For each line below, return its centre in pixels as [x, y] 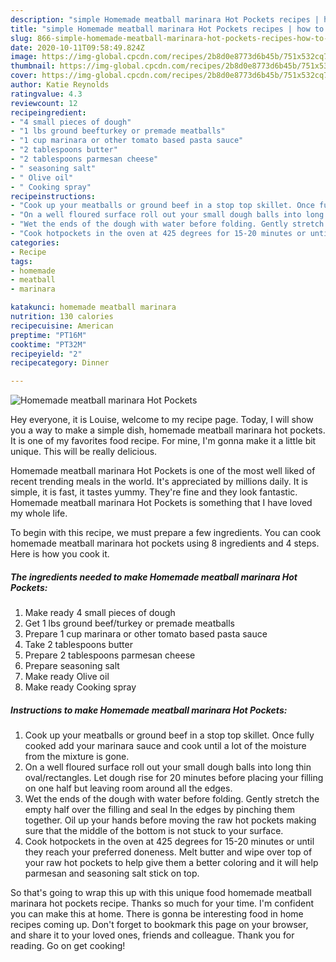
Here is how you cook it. [60, 554]
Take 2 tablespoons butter [78, 645]
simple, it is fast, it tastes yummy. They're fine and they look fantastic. [154, 492]
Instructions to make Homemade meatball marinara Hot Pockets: [149, 710]
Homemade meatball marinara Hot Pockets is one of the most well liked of [163, 471]
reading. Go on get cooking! [68, 946]
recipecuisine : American [62, 326]
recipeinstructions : [53, 196]
